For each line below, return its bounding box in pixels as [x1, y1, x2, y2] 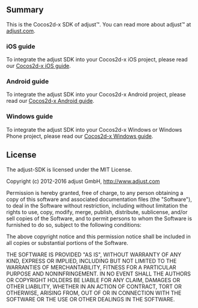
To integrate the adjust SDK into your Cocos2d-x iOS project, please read [6, 56, 188, 63]
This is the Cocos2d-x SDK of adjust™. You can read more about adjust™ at [6, 20, 191, 28]
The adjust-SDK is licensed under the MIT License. [6, 165, 132, 173]
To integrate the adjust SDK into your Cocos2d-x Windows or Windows [6, 126, 182, 133]
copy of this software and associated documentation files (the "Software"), [6, 196, 193, 203]
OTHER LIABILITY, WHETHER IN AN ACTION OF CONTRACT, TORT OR [6, 283, 182, 290]
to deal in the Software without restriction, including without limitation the [6, 202, 188, 209]
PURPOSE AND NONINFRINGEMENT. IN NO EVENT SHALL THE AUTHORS [6, 270, 191, 277]
